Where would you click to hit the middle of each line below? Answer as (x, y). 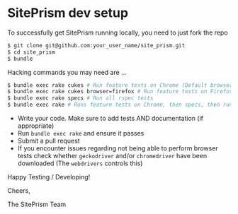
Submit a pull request (49, 141)
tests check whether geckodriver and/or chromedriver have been (112, 156)
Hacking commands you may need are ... (67, 72)
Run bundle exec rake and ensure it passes (81, 133)
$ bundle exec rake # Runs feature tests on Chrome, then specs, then (114, 105)
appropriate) (36, 126)
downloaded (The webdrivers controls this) (80, 163)
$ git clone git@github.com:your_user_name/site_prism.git (96, 45)
